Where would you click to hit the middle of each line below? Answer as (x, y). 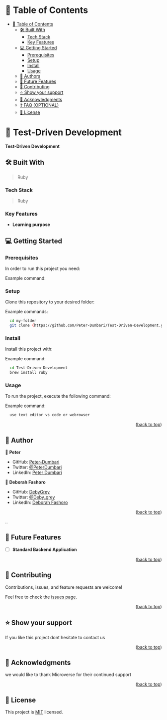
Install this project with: (29, 349)
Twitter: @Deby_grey (34, 497)
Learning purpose (31, 225)
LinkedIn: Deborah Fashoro (40, 502)
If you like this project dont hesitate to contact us (55, 637)
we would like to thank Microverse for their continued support (68, 675)
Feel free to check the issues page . (41, 597)
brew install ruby (29, 373)
